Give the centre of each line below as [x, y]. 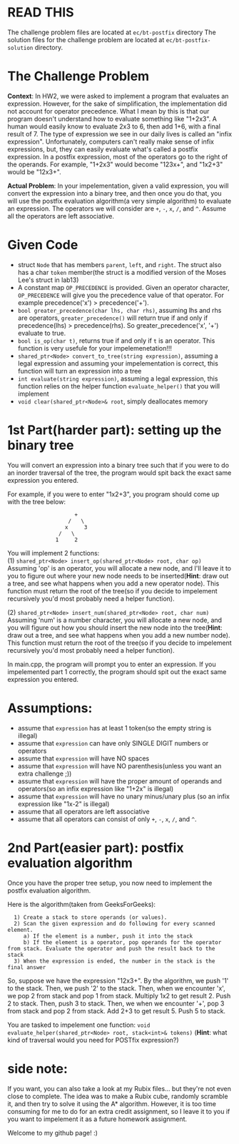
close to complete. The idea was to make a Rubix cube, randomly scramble [118, 1096]
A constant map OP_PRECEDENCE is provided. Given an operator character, [123, 287]
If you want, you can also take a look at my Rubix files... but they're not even [119, 1088]
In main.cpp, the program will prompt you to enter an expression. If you [112, 664]
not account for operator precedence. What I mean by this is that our [108, 111]
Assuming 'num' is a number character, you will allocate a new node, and [115, 620]
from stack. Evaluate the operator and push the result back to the [111, 948]
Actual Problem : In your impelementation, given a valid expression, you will [118, 186]
